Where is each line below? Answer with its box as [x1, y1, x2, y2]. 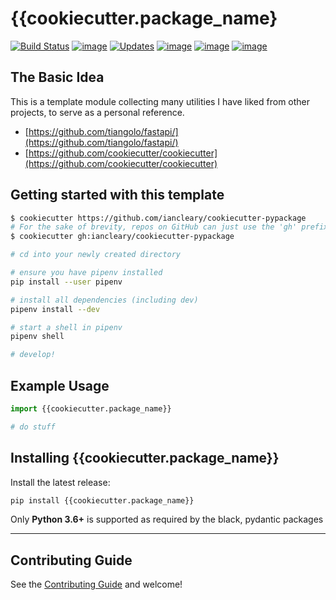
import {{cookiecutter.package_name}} [10, 404, 172, 414]
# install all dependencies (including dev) [10, 295, 199, 305]
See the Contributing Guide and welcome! [10, 578, 183, 591]
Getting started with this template [10, 187, 225, 204]
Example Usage [10, 377, 110, 394]
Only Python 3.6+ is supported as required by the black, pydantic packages [10, 513, 324, 526]
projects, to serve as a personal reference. [10, 106, 185, 118]
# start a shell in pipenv [10, 322, 123, 332]
